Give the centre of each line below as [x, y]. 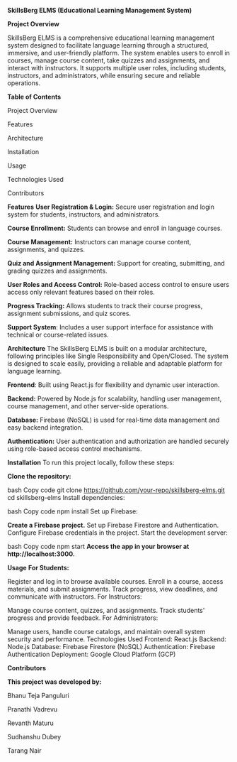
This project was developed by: [54, 682]
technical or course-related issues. [58, 334]
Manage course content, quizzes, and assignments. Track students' [106, 610]
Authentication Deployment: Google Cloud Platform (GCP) [92, 654]
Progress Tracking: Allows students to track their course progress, [105, 306]
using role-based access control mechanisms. [75, 449]
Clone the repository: [39, 476]
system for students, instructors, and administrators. [84, 214]
